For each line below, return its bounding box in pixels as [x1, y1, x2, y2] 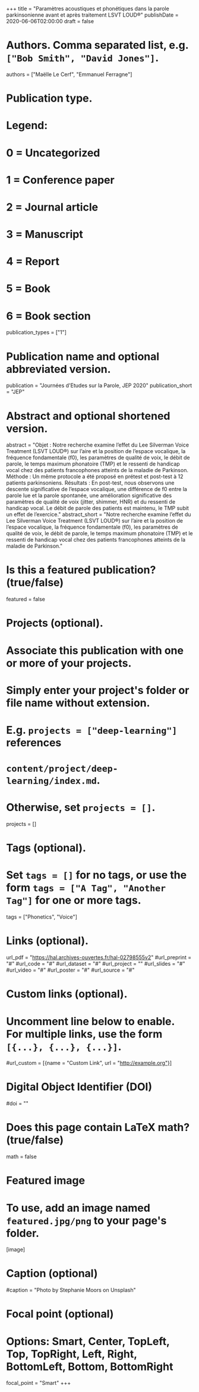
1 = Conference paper [6, 173, 115, 187]
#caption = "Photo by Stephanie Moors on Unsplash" [6, 1287, 137, 1294]
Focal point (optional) [6, 1308, 114, 1321]
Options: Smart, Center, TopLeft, [6, 1334, 170, 1348]
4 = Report [6, 255, 59, 268]
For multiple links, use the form [6, 1027, 163, 1041]
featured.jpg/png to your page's [6, 1214, 167, 1227]
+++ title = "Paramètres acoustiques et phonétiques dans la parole [6, 5, 169, 12]
